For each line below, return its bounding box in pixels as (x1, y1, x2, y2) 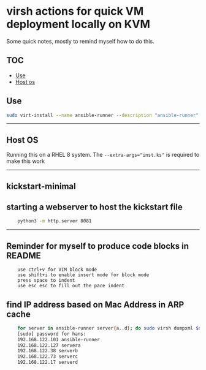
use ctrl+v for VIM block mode (17, 266, 97, 273)
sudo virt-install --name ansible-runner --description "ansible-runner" (6, 112, 199, 118)
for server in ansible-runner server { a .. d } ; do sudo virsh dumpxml (17, 325, 193, 331)
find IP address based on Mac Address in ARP (6, 299, 185, 310)
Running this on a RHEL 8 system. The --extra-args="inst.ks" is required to (6, 151, 200, 159)
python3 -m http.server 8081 (17, 218, 92, 224)
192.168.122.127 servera (17, 342, 81, 349)
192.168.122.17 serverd (17, 360, 78, 366)
